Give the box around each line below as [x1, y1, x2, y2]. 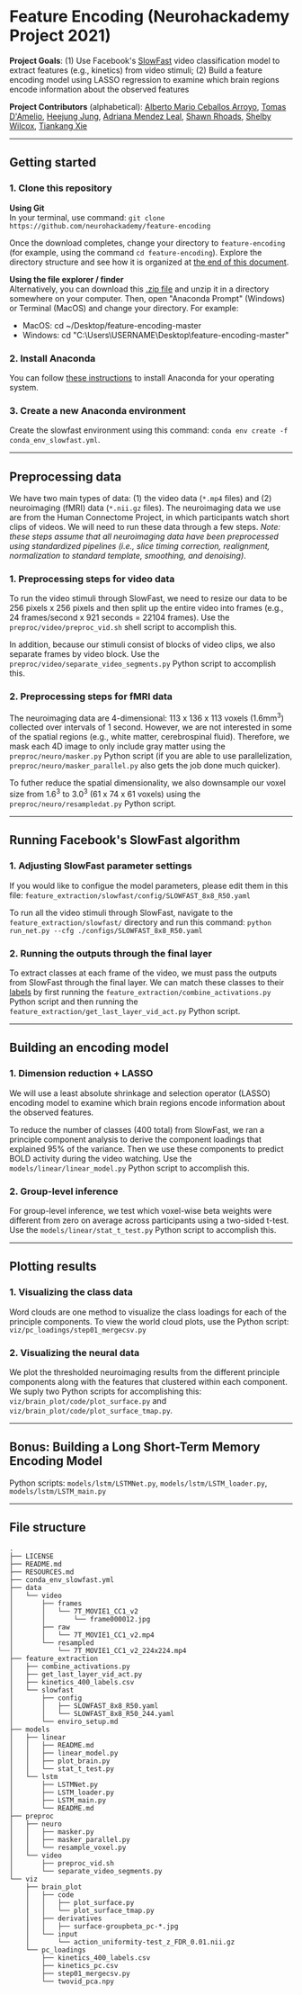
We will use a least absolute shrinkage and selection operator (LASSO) [9, 1087, 271, 1099]
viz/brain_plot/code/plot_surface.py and [9, 1395, 167, 1406]
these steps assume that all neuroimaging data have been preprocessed [9, 531, 279, 542]
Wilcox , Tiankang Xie [9, 120, 88, 131]
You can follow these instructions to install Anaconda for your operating [9, 372, 275, 383]
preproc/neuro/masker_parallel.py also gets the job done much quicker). [9, 760, 281, 771]
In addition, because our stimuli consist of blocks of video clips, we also [9, 639, 276, 650]
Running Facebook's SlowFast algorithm [9, 832, 241, 848]
